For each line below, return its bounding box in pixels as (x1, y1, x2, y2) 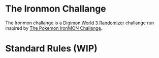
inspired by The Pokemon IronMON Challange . (5, 25, 103, 31)
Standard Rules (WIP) (5, 43, 98, 54)
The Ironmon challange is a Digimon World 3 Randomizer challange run (5, 20, 154, 26)
